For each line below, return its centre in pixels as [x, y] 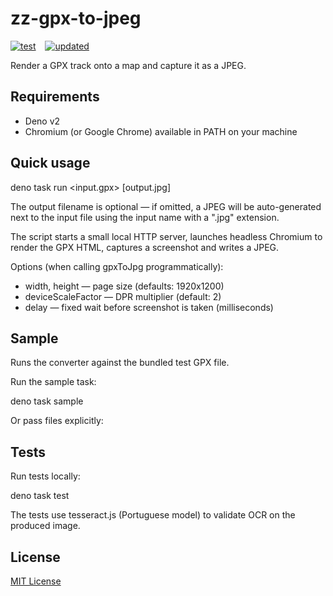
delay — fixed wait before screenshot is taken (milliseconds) [149, 307]
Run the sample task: [53, 382]
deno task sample [47, 401]
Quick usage [50, 163]
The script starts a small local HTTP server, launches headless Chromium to [166, 236]
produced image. [45, 526]
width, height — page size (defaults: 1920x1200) [124, 286]
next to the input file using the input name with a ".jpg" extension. [145, 217]
